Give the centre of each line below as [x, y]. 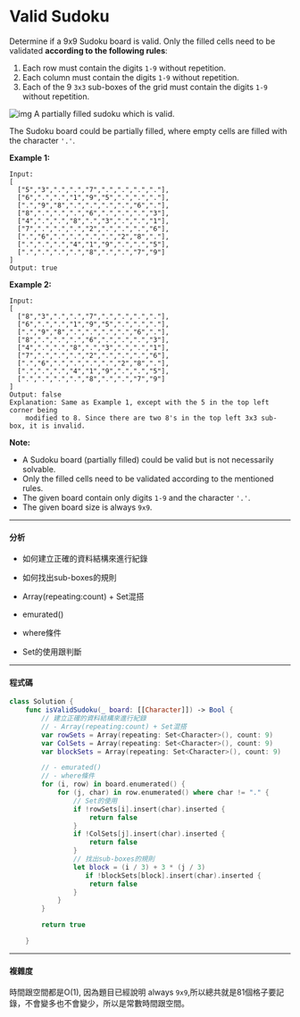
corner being [33, 410]
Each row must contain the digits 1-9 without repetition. [124, 68]
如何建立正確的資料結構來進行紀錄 [85, 559]
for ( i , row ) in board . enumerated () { [113, 784]
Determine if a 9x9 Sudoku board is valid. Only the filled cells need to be [142, 41]
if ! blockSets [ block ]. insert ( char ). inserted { [173, 875]
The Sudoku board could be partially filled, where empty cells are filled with [148, 130]
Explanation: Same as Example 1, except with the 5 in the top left [139, 402]
